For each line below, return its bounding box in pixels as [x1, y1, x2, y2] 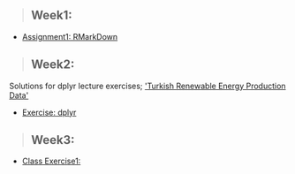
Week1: [30, 8, 72, 23]
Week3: [30, 132, 75, 148]
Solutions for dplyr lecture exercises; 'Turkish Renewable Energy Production [9, 80, 286, 91]
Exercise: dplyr [21, 107, 77, 117]
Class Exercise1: [21, 155, 81, 167]
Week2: [30, 57, 75, 72]
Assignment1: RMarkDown [21, 31, 118, 42]
